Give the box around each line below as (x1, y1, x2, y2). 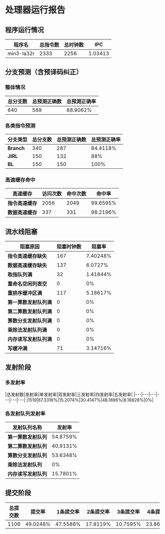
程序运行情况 (5, 26, 44, 34)
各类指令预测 (5, 122, 36, 129)
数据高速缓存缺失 (7, 262, 48, 269)
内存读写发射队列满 (7, 336, 53, 343)
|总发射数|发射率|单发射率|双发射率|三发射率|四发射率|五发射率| (5, 391, 133, 397)
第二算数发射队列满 (7, 308, 53, 315)
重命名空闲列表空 (7, 281, 48, 287)
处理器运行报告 (5, 4, 66, 16)
